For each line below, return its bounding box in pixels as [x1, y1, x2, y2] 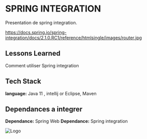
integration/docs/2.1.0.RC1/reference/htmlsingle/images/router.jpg [5, 35, 142, 41]
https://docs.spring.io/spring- [5, 29, 67, 35]
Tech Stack [5, 77, 41, 86]
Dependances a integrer [5, 105, 83, 113]
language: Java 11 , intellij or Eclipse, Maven [5, 90, 97, 96]
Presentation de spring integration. [5, 20, 77, 26]
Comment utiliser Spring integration [5, 62, 79, 68]
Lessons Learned [5, 49, 60, 58]
